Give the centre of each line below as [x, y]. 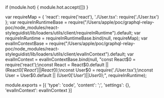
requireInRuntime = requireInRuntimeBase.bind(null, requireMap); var [76, 38]
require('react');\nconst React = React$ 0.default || [57, 65]
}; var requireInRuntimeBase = [36, 22]
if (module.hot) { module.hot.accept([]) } [47, 7]
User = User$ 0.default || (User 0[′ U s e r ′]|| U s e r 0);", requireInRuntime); [76, 75]
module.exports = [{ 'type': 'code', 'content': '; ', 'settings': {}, [68, 85]
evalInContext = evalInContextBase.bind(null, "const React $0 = [70, 59]
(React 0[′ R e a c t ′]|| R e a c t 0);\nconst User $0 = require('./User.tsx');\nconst [79, 70]
